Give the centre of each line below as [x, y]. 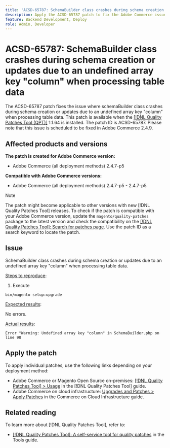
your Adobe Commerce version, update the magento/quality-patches [77, 216]
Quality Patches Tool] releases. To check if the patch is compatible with [80, 211]
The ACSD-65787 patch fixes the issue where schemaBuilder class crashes [84, 107]
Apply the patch [31, 353]
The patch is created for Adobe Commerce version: [60, 156]
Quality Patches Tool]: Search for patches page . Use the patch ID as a [78, 227]
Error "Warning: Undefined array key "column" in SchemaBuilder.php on [82, 333]
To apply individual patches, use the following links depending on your [79, 365]
